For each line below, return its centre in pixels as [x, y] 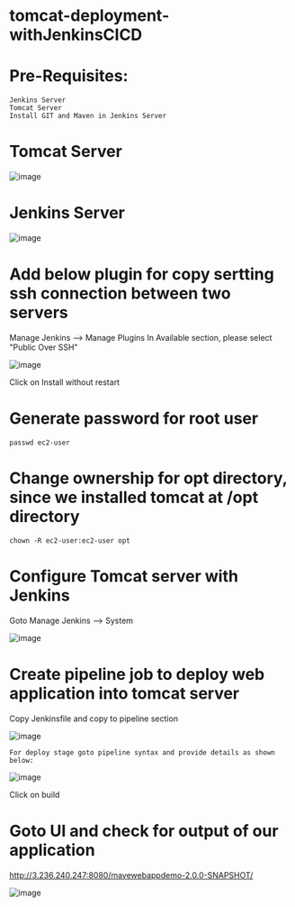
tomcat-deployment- [89, 16]
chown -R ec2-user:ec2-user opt [70, 541]
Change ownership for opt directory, [148, 478]
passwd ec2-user [40, 443]
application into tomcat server [125, 693]
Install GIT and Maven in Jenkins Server [88, 116]
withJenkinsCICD [76, 35]
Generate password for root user [134, 419]
